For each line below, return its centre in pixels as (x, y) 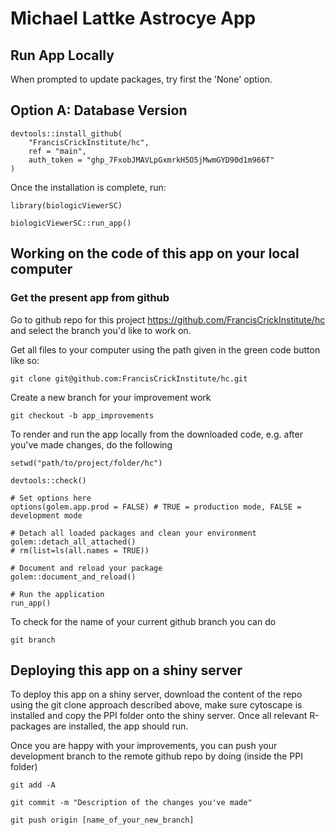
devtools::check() (48, 480)
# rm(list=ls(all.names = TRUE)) (80, 550)
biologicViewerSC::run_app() (71, 223)
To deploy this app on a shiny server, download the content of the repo (156, 694)
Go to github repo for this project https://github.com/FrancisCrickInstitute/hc (168, 319)
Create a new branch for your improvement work (111, 397)
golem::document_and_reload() (73, 577)
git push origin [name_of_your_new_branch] (102, 820)
